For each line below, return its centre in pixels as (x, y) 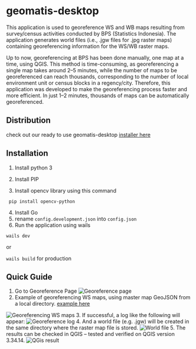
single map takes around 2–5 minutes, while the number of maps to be (92, 70)
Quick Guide (29, 277)
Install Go (26, 212)
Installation (27, 153)
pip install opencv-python (42, 201)
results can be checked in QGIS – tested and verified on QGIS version (91, 334)
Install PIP (27, 179)
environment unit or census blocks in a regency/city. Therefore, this (88, 83)
